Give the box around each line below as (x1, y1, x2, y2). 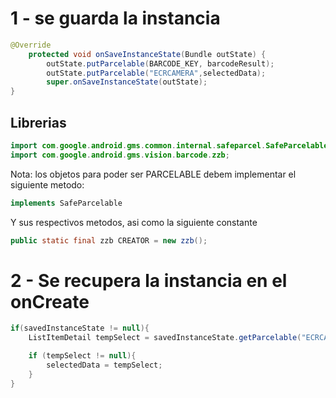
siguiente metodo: (10, 178, 85, 191)
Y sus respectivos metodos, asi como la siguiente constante (10, 216, 258, 228)
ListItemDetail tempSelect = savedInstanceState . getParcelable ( (28, 333, 302, 343)
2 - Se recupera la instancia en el (10, 269, 288, 292)
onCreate (10, 290, 90, 313)
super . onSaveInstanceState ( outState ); (46, 77, 208, 87)
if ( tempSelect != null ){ (28, 351, 137, 361)
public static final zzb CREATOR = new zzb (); (10, 235, 208, 246)
